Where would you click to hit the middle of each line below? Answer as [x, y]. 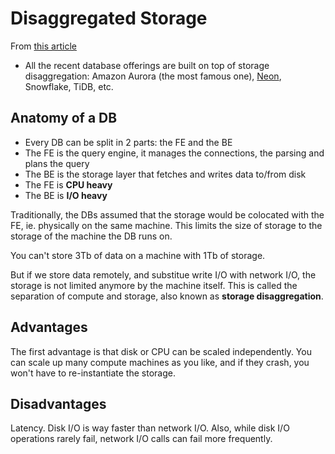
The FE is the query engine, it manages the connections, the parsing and [174, 153]
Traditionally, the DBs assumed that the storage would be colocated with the [167, 214]
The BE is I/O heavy [66, 195]
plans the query [57, 163]
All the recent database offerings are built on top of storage [147, 65]
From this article [43, 46]
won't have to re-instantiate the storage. [93, 373]
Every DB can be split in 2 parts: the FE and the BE [128, 142]
